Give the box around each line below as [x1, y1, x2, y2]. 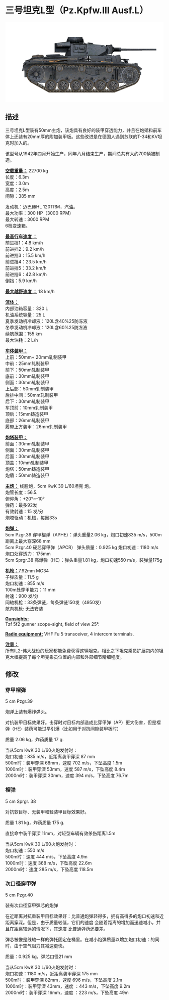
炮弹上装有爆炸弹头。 [5, 709, 49, 715]
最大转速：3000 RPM [5, 216, 49, 222]
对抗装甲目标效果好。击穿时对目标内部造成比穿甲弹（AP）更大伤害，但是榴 [5, 719, 161, 725]
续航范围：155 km [5, 331, 42, 337]
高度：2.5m [5, 187, 29, 193]
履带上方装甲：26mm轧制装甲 [5, 423, 67, 430]
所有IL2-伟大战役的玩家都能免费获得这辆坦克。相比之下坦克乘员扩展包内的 [5, 648, 159, 654]
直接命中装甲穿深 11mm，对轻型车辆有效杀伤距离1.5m [5, 830, 116, 836]
